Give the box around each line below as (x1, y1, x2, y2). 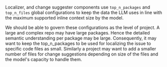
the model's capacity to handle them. (5, 56, 82, 62)
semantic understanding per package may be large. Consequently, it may (5, 35, 157, 41)
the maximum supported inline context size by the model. (5, 15, 124, 20)
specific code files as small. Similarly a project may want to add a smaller (5, 46, 156, 51)
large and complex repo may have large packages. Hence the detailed (5, 30, 150, 35)
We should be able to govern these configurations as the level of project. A (5, 24, 160, 30)
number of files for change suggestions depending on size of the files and (5, 51, 158, 57)
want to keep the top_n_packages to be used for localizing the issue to (5, 40, 151, 46)
